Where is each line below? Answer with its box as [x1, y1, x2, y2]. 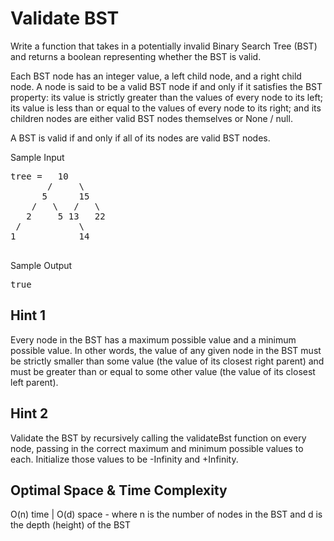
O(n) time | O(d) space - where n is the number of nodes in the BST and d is [10, 508, 323, 521]
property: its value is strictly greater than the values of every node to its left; [10, 91, 323, 103]
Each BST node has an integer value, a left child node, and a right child [10, 70, 302, 82]
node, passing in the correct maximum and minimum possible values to [10, 442, 304, 454]
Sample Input [10, 151, 65, 163]
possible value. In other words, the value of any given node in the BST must [10, 344, 322, 356]
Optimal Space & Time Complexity [10, 482, 228, 499]
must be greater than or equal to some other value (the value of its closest [10, 365, 316, 377]
